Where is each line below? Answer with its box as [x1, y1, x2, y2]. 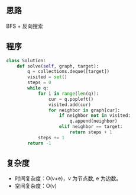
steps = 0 [27, 79, 51, 86]
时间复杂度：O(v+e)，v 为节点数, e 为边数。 [14, 175, 122, 182]
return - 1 [27, 140, 51, 146]
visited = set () [27, 74, 67, 80]
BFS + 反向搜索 [6, 23, 43, 30]
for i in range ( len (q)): [37, 91, 99, 97]
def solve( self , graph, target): [17, 63, 99, 69]
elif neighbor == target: [59, 124, 123, 130]
